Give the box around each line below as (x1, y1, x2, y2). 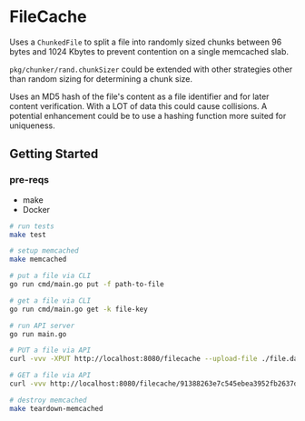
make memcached (9, 255, 67, 265)
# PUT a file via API (9, 346, 92, 356)
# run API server (9, 321, 75, 330)
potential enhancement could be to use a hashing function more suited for (9, 110, 287, 121)
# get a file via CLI (9, 296, 92, 306)
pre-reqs (9, 174, 50, 186)
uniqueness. (9, 120, 56, 131)
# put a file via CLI (9, 271, 92, 281)
